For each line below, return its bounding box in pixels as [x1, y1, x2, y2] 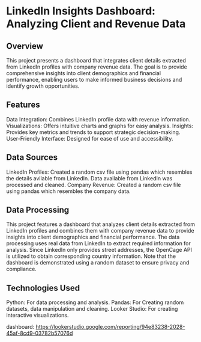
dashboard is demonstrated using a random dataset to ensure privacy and [6, 259, 190, 266]
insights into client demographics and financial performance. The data [6, 233, 180, 241]
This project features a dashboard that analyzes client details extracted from [6, 221, 195, 228]
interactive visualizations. [6, 311, 69, 319]
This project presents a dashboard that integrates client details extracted [6, 57, 186, 64]
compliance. [6, 266, 37, 273]
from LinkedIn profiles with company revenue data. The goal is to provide [6, 63, 187, 70]
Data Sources [6, 152, 58, 163]
